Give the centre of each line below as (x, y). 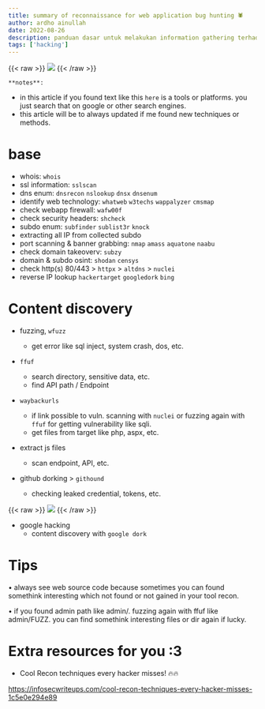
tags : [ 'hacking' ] (38, 45)
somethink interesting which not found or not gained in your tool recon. (123, 595)
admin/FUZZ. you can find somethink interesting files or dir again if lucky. (127, 619)
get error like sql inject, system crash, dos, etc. (107, 346)
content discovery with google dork (89, 533)
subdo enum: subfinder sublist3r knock (84, 227)
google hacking (45, 525)
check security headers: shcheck (73, 219)
